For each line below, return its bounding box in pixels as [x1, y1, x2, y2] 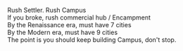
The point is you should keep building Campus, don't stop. [7, 36, 177, 44]
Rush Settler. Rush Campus [7, 6, 87, 14]
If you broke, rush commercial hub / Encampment [7, 13, 151, 22]
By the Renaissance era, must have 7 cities [7, 21, 132, 29]
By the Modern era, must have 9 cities [7, 28, 118, 36]
